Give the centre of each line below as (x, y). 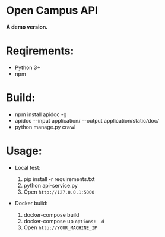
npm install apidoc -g (41, 114)
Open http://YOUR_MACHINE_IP (60, 227)
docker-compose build (51, 214)
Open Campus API (52, 10)
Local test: (28, 167)
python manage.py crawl (45, 127)
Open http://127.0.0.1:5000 (59, 192)
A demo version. (27, 27)
